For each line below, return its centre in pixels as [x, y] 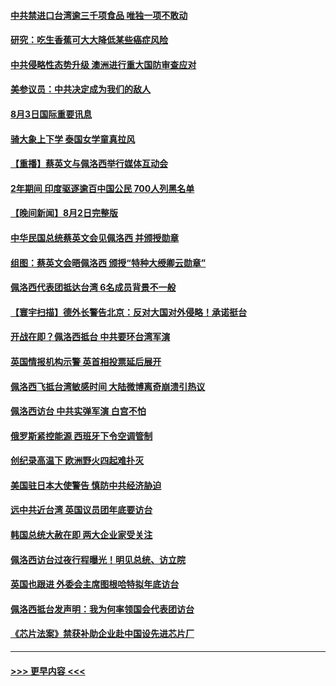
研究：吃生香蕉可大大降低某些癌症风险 [89, 40]
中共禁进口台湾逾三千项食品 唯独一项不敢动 [99, 15]
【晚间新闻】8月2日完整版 [64, 213]
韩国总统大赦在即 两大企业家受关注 [81, 535]
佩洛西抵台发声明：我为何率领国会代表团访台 [102, 609]
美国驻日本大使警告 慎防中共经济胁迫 [86, 485]
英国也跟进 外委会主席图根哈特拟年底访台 [95, 584]
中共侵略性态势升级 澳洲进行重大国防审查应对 [103, 64]
